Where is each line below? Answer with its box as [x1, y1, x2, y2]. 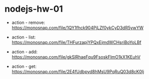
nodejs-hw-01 [4, 3, 63, 15]
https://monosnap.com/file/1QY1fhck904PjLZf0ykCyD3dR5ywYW [11, 24, 144, 30]
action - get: [11, 63, 37, 69]
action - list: [11, 34, 36, 40]
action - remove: [11, 20, 45, 25]
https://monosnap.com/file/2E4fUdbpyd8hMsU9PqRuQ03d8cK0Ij [11, 68, 145, 74]
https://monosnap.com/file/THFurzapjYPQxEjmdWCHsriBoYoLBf [11, 39, 142, 45]
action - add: [11, 49, 38, 55]
